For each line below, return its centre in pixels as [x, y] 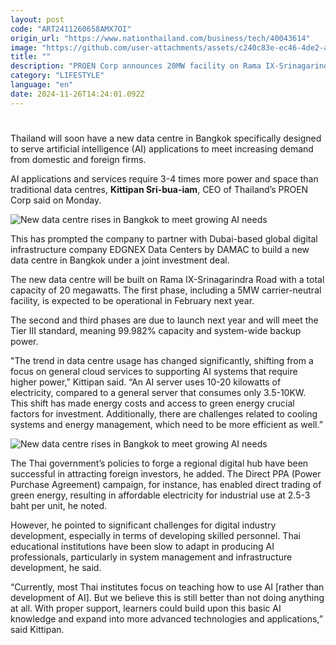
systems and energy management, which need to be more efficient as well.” [166, 424]
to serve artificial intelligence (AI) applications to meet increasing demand [162, 148]
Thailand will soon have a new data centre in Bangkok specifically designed [166, 138]
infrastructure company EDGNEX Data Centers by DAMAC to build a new [160, 249]
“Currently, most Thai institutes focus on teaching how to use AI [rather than [167, 587]
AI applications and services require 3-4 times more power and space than [164, 178]
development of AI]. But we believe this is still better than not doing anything [167, 597]
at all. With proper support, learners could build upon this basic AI [146, 608]
